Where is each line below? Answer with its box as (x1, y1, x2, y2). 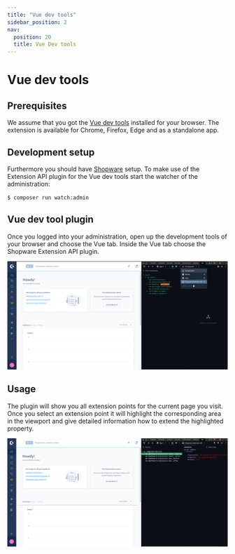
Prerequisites (7, 100, 67, 112)
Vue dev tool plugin (7, 214, 94, 226)
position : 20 (13, 34, 52, 41)
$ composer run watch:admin (7, 194, 90, 201)
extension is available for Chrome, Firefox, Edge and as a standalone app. (7, 126, 219, 135)
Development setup (7, 146, 95, 158)
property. (7, 424, 34, 433)
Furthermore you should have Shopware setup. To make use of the (7, 165, 200, 173)
